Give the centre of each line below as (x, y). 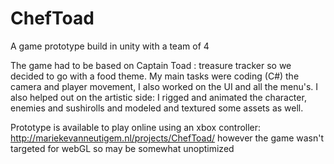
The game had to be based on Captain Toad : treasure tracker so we (151, 65)
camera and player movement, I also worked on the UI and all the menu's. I (164, 86)
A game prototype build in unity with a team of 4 (110, 46)
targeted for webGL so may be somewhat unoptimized (122, 148)
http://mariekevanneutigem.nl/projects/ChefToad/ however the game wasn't (167, 138)
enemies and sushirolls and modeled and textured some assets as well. (157, 108)
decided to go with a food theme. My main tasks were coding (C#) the (155, 76)
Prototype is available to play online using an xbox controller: (136, 127)
